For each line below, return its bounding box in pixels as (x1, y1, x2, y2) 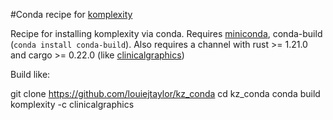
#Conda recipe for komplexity (10, 9, 133, 20)
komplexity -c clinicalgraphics (10, 99, 135, 110)
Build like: (10, 69, 51, 80)
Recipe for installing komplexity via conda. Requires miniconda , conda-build (10, 28, 323, 39)
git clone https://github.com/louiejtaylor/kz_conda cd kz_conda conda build (10, 88, 321, 99)
